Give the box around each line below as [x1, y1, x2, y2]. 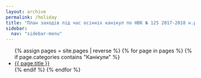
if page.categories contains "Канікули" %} [14, 54, 121, 61]
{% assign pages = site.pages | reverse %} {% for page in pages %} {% [14, 47, 193, 54]
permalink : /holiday [5, 14, 58, 20]
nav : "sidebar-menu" [11, 31, 62, 37]
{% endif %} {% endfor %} [14, 66, 81, 73]
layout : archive [5, 8, 46, 15]
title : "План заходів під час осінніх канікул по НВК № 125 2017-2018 [5, 20, 186, 26]
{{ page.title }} [14, 60, 50, 67]
